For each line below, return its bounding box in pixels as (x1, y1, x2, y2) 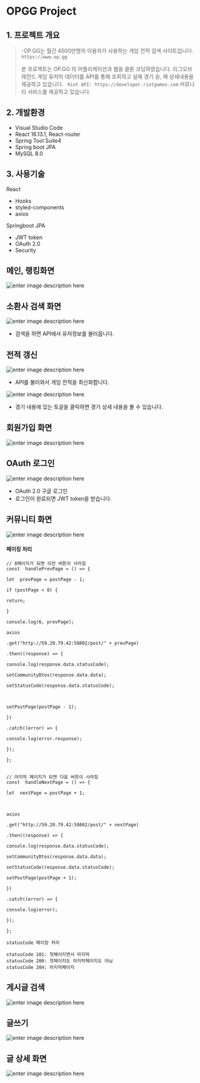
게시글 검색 (6, 982, 45, 993)
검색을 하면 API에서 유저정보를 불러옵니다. (15, 330, 114, 337)
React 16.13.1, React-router (15, 130, 80, 138)
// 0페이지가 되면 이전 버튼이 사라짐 (6, 560, 86, 567)
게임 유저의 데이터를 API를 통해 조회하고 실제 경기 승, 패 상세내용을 (37, 73, 194, 80)
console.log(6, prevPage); (6, 619, 74, 625)
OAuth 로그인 (6, 458, 55, 468)
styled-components (15, 203, 65, 211)
